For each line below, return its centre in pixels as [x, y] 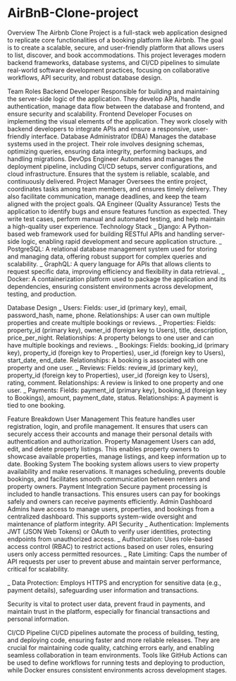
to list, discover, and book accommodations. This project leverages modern [117, 55]
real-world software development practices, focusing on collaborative [108, 70]
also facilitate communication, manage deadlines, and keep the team [107, 196]
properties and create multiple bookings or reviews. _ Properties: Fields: [112, 322]
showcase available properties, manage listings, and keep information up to [117, 456]
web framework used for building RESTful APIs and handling [114, 234]
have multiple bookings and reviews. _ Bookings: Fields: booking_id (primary [118, 345]
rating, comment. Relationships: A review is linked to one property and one [116, 382]
